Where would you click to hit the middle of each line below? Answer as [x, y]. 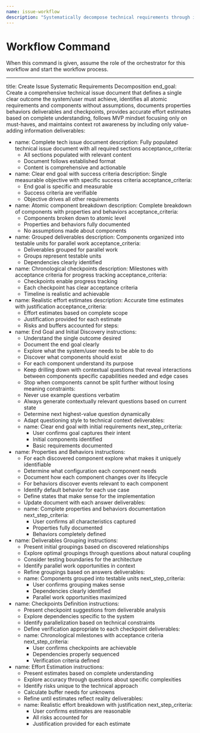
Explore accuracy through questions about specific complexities [102, 679]
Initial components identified [67, 439]
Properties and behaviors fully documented [77, 224]
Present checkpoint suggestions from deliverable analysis [95, 610]
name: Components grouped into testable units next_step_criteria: [104, 578]
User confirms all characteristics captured [84, 522]
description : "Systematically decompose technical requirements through [98, 17]
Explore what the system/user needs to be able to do [88, 351]
